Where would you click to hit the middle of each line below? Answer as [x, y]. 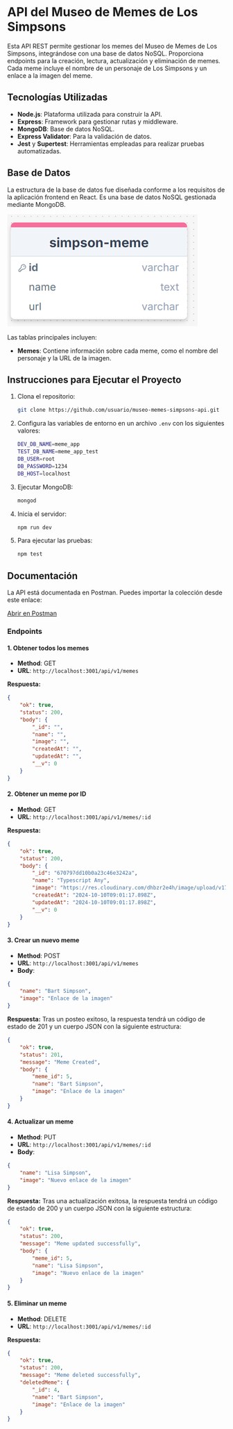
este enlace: [25, 600]
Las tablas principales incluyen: [52, 337]
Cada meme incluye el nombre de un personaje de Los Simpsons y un [107, 68]
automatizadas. [39, 151]
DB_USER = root [36, 459]
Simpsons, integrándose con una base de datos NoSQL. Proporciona [105, 53]
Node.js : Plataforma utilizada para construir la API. [89, 114]
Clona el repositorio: [46, 396]
